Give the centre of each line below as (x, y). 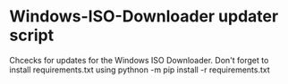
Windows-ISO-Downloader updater (144, 17)
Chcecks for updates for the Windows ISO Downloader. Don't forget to (139, 60)
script (32, 35)
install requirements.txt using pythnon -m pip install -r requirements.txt (140, 70)
